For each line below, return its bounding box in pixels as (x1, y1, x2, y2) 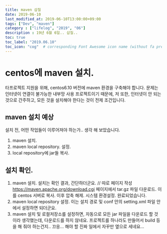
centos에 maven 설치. (5, 67, 94, 78)
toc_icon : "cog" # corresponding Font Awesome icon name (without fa (5, 44, 155, 49)
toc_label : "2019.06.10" (5, 40, 57, 45)
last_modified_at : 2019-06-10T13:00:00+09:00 (5, 16, 101, 21)
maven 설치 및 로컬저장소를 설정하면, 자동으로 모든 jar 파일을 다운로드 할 (12, 211, 153, 217)
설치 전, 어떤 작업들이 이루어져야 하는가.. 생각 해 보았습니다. (5, 127, 120, 133)
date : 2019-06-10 (5, 12, 41, 17)
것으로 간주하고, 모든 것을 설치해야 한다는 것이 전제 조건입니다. (5, 97, 126, 103)
